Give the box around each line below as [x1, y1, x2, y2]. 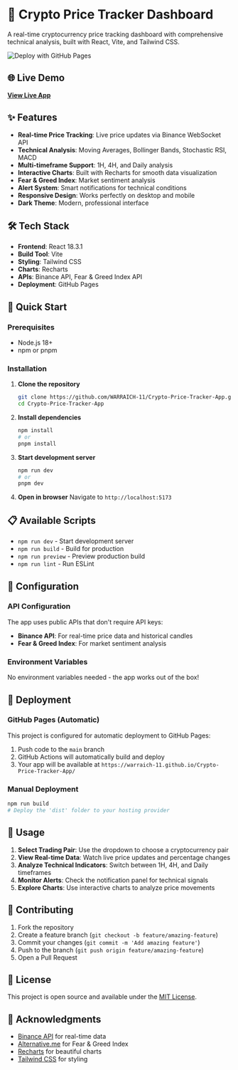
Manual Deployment [7, 784, 79, 794]
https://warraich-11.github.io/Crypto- [101, 761, 220, 768]
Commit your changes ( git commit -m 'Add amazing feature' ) [17, 938, 200, 946]
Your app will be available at [17, 760, 100, 768]
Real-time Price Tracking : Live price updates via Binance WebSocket [17, 130, 222, 139]
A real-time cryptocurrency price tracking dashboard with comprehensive [7, 30, 224, 38]
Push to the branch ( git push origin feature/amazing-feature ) [17, 945, 204, 954]
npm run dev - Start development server [17, 537, 134, 545]
